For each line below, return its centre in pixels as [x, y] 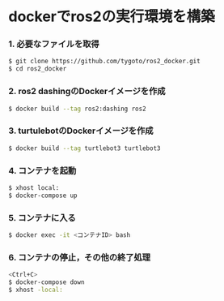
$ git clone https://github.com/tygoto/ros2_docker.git [104, 62]
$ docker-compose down [46, 282]
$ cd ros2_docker [38, 69]
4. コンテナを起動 [42, 170]
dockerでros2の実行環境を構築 [112, 17]
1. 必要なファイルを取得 [54, 44]
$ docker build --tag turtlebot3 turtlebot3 [85, 148]
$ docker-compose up [43, 196]
